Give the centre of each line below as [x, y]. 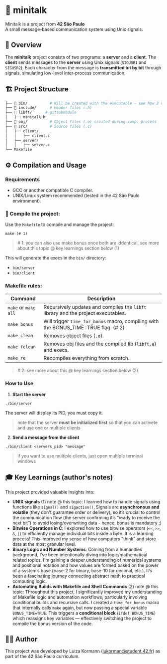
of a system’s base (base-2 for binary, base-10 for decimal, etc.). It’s [82, 570]
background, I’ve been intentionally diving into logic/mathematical [80, 554]
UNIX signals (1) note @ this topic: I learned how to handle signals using [86, 501]
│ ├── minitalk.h [25, 117]
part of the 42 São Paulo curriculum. [42, 657]
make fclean [22, 347]
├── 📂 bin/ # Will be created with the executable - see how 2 [82, 103]
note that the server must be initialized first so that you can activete [87, 422]
